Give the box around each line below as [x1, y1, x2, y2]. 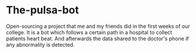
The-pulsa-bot [6, 3, 79, 17]
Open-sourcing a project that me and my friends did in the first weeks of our [6, 23, 190, 30]
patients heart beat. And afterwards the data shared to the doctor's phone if [6, 35, 189, 42]
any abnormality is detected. [6, 41, 75, 48]
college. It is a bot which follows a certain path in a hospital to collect [6, 28, 173, 35]
